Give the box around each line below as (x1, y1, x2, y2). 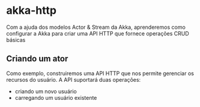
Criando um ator (6, 53, 68, 64)
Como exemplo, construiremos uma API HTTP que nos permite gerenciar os (6, 70, 194, 77)
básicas (6, 36, 26, 43)
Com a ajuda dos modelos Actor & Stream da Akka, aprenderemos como (6, 23, 186, 31)
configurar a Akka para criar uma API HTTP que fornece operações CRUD (6, 29, 189, 37)
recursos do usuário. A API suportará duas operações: (6, 76, 141, 83)
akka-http (6, 4, 57, 17)
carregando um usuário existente (14, 94, 97, 101)
